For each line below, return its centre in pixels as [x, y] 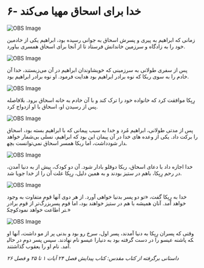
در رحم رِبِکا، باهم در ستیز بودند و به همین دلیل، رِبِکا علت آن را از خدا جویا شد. [94, 173]
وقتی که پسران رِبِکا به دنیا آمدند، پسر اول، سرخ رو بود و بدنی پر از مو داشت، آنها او [100, 233]
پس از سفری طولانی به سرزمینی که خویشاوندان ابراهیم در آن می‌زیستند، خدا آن [97, 70]
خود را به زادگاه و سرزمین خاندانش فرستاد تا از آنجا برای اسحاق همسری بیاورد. [96, 46]
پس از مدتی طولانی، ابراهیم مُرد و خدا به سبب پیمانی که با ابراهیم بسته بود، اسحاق [100, 130]
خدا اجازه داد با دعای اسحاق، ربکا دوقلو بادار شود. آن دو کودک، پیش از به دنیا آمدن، [100, 166]
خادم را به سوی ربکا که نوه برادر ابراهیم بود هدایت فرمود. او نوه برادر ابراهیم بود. [98, 76]
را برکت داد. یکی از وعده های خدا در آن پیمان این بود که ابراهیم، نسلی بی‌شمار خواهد [102, 136]
